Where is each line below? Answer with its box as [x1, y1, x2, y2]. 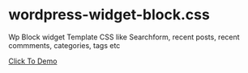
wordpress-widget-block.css [8, 6, 211, 24]
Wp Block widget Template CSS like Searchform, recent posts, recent [8, 32, 241, 42]
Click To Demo [8, 56, 58, 66]
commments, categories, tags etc [8, 40, 121, 50]
